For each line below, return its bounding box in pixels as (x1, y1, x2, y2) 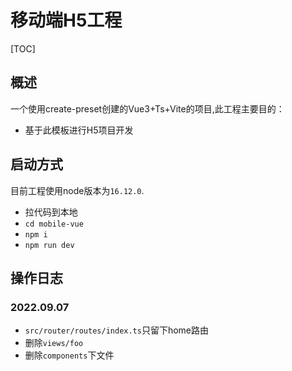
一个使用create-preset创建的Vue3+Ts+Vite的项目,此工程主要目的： (10, 102, 285, 115)
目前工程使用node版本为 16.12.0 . (10, 184, 145, 196)
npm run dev (24, 240, 75, 250)
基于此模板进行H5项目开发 (24, 124, 134, 136)
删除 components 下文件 (24, 349, 115, 361)
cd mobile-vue (24, 219, 84, 229)
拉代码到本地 (24, 206, 78, 218)
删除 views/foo (24, 337, 84, 349)
